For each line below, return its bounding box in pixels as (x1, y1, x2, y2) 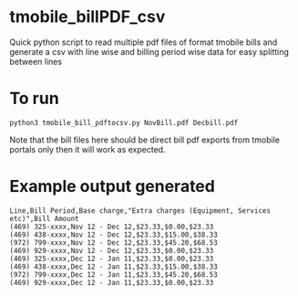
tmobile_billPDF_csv (9, 6, 166, 27)
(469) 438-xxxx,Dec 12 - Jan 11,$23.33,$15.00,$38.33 (9, 262, 219, 271)
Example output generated (9, 176, 216, 197)
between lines (9, 56, 62, 67)
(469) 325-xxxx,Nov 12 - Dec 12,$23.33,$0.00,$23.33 (9, 222, 214, 231)
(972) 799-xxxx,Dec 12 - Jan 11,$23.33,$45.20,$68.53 (9, 270, 219, 280)
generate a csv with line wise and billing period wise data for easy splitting (9, 46, 290, 57)
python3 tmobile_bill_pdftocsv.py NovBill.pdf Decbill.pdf (9, 118, 239, 127)
